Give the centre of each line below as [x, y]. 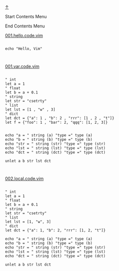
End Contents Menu [25, 26]
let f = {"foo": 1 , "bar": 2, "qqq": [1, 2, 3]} [57, 122]
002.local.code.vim [24, 179]
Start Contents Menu [26, 16]
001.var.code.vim [22, 66]
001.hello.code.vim [24, 35]
